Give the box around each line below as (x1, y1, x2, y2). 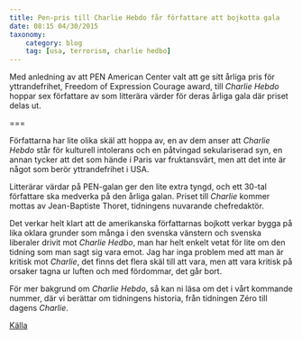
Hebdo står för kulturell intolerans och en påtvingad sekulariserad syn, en (9, 145, 283, 156)
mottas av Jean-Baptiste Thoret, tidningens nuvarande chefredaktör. (9, 200, 264, 212)
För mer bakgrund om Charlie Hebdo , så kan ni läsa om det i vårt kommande (9, 283, 293, 294)
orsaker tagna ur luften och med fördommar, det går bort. (9, 266, 223, 277)
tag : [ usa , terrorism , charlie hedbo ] (25, 47, 171, 56)
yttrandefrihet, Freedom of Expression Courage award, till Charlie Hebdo (9, 81, 279, 92)
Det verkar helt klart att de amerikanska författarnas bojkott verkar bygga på (9, 218, 293, 229)
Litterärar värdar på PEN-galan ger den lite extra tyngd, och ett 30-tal (9, 181, 268, 192)
